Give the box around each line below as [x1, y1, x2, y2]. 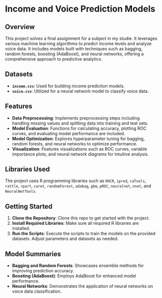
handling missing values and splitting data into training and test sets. [12, 120, 148, 126]
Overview [5, 23, 35, 31]
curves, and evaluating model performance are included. [12, 130, 125, 136]
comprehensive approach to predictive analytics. [5, 56, 103, 62]
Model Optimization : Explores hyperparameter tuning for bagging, [12, 136, 145, 141]
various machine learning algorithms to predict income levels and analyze [5, 41, 152, 47]
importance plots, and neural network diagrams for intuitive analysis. [12, 151, 149, 157]
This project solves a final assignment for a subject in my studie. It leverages [5, 35, 158, 41]
